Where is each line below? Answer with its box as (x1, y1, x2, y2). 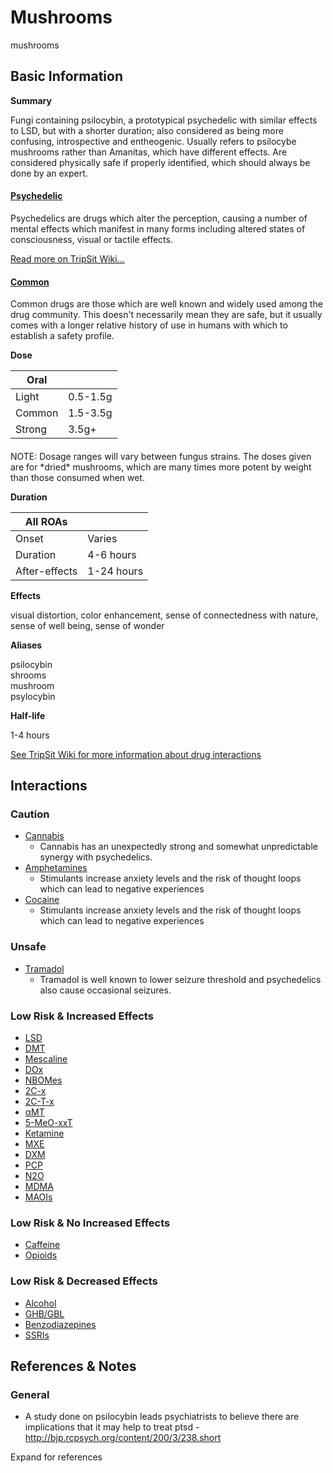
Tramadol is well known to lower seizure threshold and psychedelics (39, 973, 322, 985)
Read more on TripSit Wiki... (10, 252, 125, 265)
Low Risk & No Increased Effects (10, 1216, 171, 1230)
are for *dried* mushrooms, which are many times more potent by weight (10, 461, 312, 473)
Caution (10, 807, 50, 821)
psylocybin (10, 690, 56, 702)
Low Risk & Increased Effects (10, 1009, 154, 1023)
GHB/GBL (24, 1307, 65, 1320)
